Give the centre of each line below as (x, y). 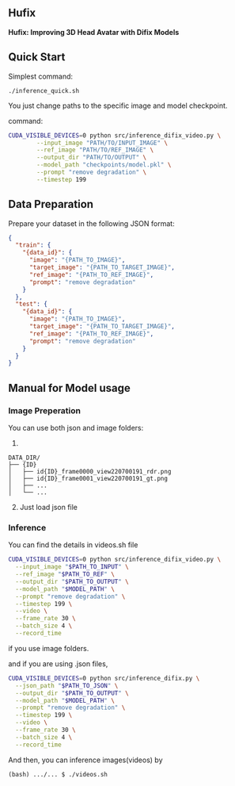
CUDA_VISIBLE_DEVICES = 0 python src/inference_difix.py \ (104, 678)
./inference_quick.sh (44, 90)
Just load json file (48, 507)
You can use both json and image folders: (76, 428)
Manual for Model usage (69, 388)
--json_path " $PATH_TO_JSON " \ (67, 685)
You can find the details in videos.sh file (73, 545)
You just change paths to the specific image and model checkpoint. (118, 105)
